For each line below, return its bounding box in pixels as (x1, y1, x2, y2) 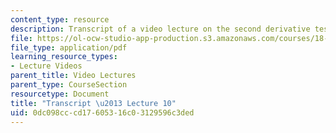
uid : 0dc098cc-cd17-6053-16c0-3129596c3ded (10, 107, 195, 118)
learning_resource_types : (10, 52, 118, 62)
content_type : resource (10, 14, 110, 25)
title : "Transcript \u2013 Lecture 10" (10, 98, 177, 108)
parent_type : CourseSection (10, 80, 128, 90)
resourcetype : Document (10, 89, 110, 99)
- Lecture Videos (10, 61, 83, 71)
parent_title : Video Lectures (10, 71, 137, 81)
